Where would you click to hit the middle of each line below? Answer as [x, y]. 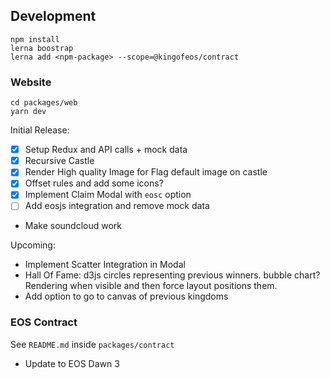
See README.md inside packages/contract [92, 344]
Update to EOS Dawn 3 [72, 363]
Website [31, 82]
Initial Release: [40, 130]
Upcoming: [33, 245]
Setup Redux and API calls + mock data [106, 150]
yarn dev [28, 112]
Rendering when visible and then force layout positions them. [151, 286]
